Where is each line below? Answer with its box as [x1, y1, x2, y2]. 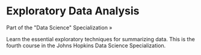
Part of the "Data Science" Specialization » [6, 24, 113, 31]
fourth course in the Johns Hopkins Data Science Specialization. [6, 42, 166, 49]
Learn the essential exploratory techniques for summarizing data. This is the [6, 35, 196, 42]
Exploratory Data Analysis [6, 4, 140, 18]
